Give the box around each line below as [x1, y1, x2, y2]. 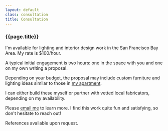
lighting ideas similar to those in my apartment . [5, 80, 102, 86]
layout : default [5, 7, 39, 13]
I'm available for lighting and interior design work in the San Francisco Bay [5, 45, 158, 51]
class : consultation [5, 12, 49, 17]
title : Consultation [5, 17, 49, 22]
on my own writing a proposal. [5, 65, 68, 71]
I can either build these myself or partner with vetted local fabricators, [5, 90, 150, 96]
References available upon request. [5, 120, 79, 126]
